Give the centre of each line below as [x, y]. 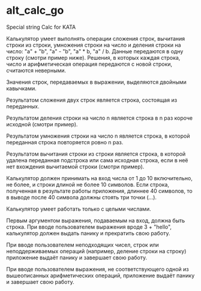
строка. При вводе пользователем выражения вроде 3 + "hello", [89, 227]
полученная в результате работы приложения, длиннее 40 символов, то [100, 191]
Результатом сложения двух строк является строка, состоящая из [92, 100]
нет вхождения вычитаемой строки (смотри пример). [75, 166]
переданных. [23, 106]
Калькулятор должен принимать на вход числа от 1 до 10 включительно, [100, 178]
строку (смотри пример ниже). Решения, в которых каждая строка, [93, 57]
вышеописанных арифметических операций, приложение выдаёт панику [100, 275]
